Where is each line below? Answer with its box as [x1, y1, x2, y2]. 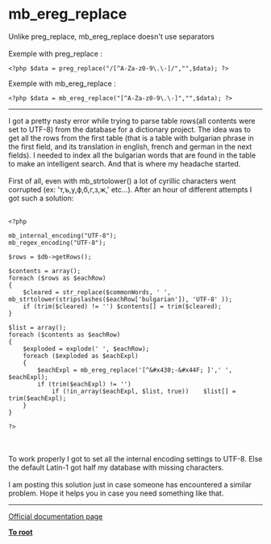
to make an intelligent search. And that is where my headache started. [8, 158, 241, 168]
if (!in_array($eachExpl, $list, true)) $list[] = [51, 387, 236, 395]
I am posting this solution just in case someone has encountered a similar [8, 479, 252, 489]
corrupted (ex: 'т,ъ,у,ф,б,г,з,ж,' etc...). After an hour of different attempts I [8, 184, 252, 194]
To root [8, 527, 33, 537]
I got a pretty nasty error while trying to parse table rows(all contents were [8, 116, 256, 125]
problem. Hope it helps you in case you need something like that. [8, 488, 224, 498]
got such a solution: [8, 193, 74, 203]
